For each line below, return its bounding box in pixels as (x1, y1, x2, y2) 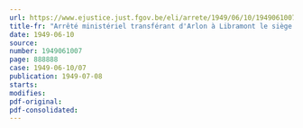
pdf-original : (9, 96, 63, 106)
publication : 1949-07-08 (9, 72, 103, 81)
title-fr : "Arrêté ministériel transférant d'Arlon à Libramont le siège (9, 22, 293, 31)
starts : (9, 80, 39, 89)
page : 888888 (9, 55, 59, 64)
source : (9, 38, 39, 48)
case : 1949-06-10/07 (9, 64, 87, 73)
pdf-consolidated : (9, 105, 78, 114)
